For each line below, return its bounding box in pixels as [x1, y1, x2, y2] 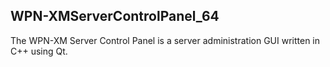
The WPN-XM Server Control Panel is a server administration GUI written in [10, 34, 321, 46]
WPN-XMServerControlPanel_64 [10, 8, 220, 25]
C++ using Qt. [10, 45, 68, 57]
